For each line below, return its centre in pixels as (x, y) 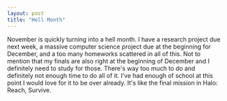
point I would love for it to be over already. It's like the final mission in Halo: (112, 83)
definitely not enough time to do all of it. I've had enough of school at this (110, 75)
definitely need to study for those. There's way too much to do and (101, 68)
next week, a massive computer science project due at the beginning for (109, 46)
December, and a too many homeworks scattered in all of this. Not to (104, 54)
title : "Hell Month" (37, 20)
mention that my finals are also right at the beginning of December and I (108, 61)
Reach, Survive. (29, 90)
